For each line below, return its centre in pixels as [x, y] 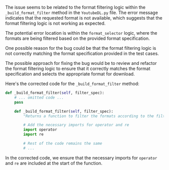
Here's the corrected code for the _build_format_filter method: [72, 83]
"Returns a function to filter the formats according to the [89, 116]
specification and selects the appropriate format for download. [70, 74]
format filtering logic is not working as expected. [55, 23]
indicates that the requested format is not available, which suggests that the [84, 18]
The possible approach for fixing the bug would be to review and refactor [81, 63]
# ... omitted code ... [39, 98]
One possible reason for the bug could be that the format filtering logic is [81, 48]
